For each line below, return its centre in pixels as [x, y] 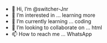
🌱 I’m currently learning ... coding [51, 21]
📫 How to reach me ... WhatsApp [51, 34]
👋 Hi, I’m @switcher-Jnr [40, 9]
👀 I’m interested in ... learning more [53, 15]
